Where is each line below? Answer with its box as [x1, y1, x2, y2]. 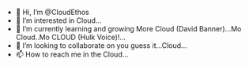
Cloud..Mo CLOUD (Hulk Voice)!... [15, 32, 126, 42]
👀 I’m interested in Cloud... [15, 16, 102, 25]
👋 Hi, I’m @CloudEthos [15, 8, 89, 16]
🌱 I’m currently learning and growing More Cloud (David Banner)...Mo [15, 24, 242, 33]
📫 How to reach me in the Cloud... [15, 49, 129, 59]
